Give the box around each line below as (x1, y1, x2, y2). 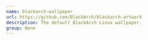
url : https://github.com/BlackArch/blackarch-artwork (6, 14, 143, 20)
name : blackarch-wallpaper (6, 8, 73, 15)
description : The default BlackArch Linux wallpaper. (6, 19, 143, 25)
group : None (6, 25, 36, 31)
